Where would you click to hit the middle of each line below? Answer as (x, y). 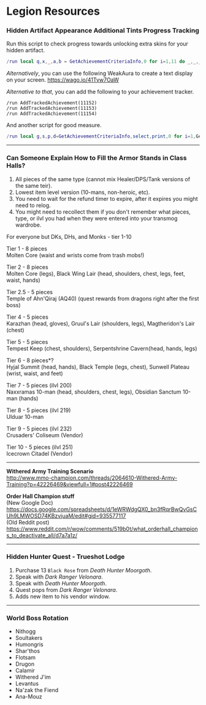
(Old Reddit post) (28, 522)
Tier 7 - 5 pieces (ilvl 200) (39, 385)
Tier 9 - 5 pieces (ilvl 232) (39, 429)
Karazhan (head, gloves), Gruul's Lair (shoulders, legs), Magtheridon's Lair (101, 323)
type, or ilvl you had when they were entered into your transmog (96, 218)
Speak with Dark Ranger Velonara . (59, 577)
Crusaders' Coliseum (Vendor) (45, 435)
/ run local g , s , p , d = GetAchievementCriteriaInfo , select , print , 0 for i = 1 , (101, 136)
